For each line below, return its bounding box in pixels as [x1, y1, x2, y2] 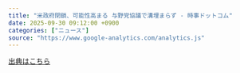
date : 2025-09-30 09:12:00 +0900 [8, 19, 120, 27]
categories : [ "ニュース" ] [8, 26, 89, 34]
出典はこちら [8, 56, 50, 66]
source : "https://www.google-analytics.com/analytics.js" [8, 33, 205, 42]
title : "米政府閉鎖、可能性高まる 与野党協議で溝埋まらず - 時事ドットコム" [8, 11, 233, 20]
